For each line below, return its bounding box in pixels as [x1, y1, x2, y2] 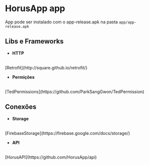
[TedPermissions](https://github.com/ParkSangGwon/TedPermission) [5, 88, 145, 95]
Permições [12, 74, 35, 80]
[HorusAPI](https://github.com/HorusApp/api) [5, 154, 97, 160]
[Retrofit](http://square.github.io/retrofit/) [5, 65, 88, 70]
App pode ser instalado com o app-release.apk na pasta [5, 19, 118, 25]
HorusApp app [5, 3, 65, 14]
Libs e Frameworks [5, 37, 64, 46]
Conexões [5, 103, 37, 111]
